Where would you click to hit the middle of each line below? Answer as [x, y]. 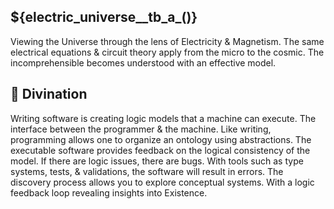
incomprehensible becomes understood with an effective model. [143, 62]
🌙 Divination [49, 94]
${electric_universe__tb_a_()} [104, 17]
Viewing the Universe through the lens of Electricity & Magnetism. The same [167, 41]
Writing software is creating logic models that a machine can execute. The [163, 118]
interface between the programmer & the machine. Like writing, [141, 129]
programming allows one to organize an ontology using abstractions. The [161, 139]
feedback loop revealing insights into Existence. [109, 192]
